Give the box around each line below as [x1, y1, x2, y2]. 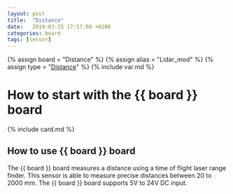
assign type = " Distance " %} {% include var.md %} [7, 63, 155, 71]
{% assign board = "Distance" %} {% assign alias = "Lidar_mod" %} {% [7, 55, 214, 64]
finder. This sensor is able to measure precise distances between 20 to [7, 171, 212, 179]
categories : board [7, 29, 61, 37]
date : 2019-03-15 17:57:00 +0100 [7, 23, 111, 30]
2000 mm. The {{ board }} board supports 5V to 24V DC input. [7, 179, 188, 187]
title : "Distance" [7, 17, 64, 24]
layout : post [7, 10, 45, 17]
